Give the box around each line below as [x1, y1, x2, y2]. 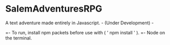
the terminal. [5, 35, 32, 41]
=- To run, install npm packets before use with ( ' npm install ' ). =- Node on [5, 29, 165, 35]
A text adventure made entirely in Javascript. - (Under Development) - [5, 20, 154, 26]
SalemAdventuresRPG [5, 3, 103, 15]
